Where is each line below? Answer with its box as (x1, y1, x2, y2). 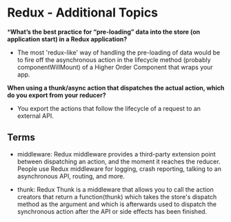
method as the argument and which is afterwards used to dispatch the (17, 200, 217, 208)
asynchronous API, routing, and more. (17, 172, 125, 180)
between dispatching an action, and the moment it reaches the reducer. (17, 157, 221, 165)
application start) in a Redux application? (7, 34, 128, 43)
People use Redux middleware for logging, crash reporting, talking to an (17, 164, 222, 173)
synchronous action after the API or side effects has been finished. (17, 207, 208, 215)
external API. (17, 112, 54, 120)
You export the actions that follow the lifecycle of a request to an (17, 104, 201, 112)
